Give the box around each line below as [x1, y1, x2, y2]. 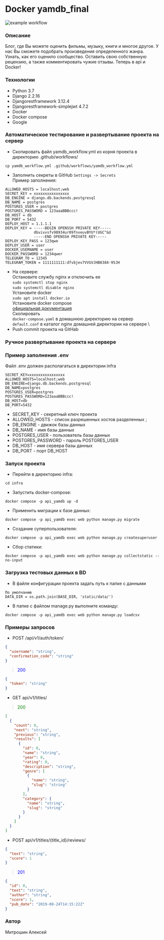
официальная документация [12, 305, 72, 311]
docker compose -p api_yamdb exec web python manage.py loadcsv [5, 612, 140, 617]
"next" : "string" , [14, 727, 52, 732]
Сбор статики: [12, 544, 43, 550]
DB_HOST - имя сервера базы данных [12, 443, 93, 449]
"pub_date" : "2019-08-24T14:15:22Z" [9, 902, 85, 907]
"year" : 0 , [23, 755, 45, 760]
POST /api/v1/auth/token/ [12, 635, 64, 641]
